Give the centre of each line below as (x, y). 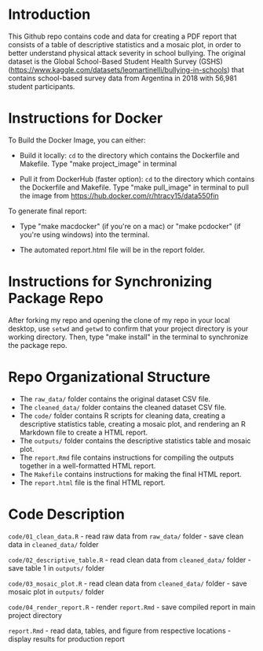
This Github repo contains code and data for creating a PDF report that (122, 36)
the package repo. (38, 345)
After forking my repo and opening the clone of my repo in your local (119, 320)
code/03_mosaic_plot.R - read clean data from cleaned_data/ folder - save (128, 583)
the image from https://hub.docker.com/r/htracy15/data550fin (119, 195)
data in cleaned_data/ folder (54, 544)
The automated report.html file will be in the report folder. (112, 250)
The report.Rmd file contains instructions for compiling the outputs (126, 457)
